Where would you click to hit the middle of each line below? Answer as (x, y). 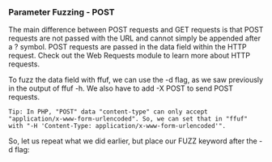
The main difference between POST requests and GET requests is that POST (136, 30)
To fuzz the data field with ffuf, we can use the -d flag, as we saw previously (136, 80)
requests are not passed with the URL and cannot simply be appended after (135, 38)
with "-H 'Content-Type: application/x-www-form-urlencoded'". (117, 126)
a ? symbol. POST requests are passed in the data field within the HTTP (127, 47)
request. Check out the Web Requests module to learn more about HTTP (130, 56)
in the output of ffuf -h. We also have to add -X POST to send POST (121, 88)
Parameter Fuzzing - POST (62, 12)
